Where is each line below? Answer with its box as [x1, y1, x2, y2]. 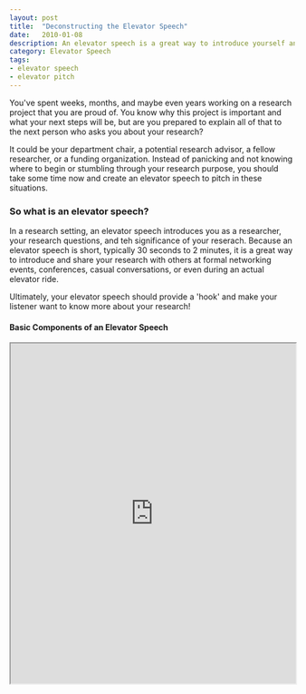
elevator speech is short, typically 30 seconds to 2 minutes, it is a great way [9, 245, 293, 256]
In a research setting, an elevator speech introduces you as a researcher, [9, 226, 282, 237]
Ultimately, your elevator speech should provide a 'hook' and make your [9, 291, 278, 302]
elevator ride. [9, 274, 59, 285]
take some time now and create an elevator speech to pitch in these [9, 172, 263, 183]
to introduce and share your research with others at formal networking [9, 255, 272, 266]
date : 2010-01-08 [9, 30, 83, 39]
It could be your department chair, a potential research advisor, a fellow [9, 143, 276, 154]
